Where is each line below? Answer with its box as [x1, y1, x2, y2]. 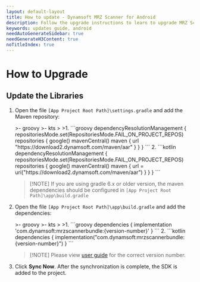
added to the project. [14, 269, 67, 276]
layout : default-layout [6, 8, 65, 15]
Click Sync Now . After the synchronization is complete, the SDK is [14, 262, 177, 270]
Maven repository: [14, 113, 60, 120]
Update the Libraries [6, 91, 84, 101]
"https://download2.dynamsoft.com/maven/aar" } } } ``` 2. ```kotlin [14, 143, 177, 150]
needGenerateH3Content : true [6, 36, 79, 42]
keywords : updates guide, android [6, 25, 92, 31]
